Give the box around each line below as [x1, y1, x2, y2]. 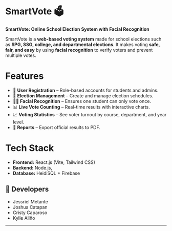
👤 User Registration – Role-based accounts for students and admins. [12, 87, 159, 93]
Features [5, 70, 44, 82]
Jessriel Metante [12, 198, 49, 204]
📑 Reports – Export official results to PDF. [12, 124, 101, 130]
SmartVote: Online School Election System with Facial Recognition [5, 26, 149, 32]
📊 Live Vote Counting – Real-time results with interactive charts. [12, 103, 150, 110]
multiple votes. [5, 52, 37, 58]
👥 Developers [5, 185, 49, 194]
